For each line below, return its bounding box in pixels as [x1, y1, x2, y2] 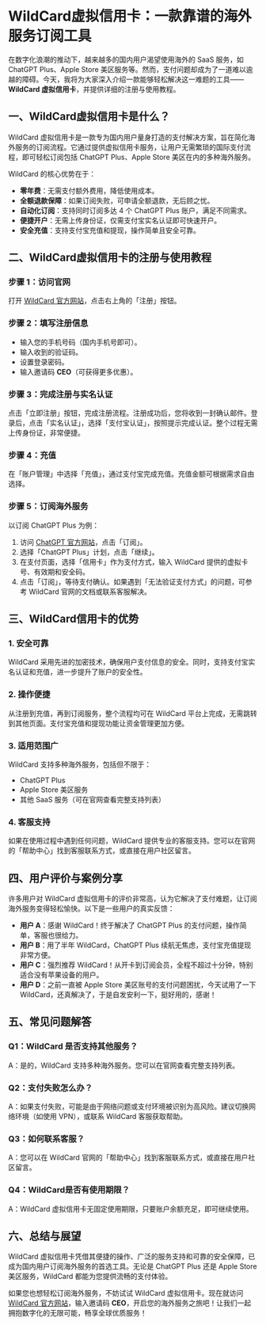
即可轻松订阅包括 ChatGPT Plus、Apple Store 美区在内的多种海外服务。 [21, 152, 256, 162]
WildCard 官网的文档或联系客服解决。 [28, 587, 152, 596]
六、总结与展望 [8, 1229, 82, 1243]
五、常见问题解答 [8, 1015, 92, 1029]
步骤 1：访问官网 [8, 276, 71, 287]
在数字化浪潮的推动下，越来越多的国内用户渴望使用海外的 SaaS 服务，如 [8, 55, 244, 64]
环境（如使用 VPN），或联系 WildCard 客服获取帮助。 [14, 1112, 188, 1121]
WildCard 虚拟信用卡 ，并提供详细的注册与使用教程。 [8, 84, 180, 93]
